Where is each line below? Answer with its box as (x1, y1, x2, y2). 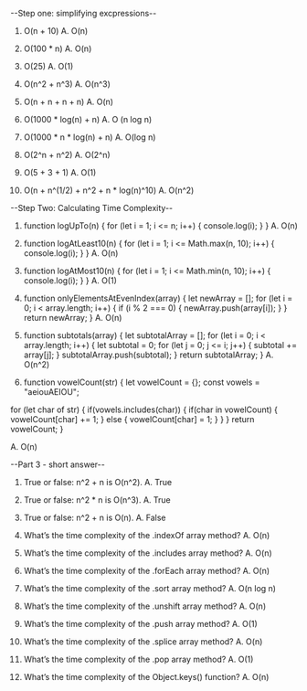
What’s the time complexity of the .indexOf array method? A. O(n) (23, 530, 270, 540)
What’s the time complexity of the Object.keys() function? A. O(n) (23, 672, 270, 682)
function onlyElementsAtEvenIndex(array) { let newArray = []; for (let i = (23, 292, 293, 303)
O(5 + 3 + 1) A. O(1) (23, 167, 97, 177)
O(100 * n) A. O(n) (23, 43, 92, 54)
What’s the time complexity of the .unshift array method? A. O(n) (23, 601, 267, 611)
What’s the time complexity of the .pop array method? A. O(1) (23, 654, 254, 664)
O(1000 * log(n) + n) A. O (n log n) (23, 114, 153, 124)
